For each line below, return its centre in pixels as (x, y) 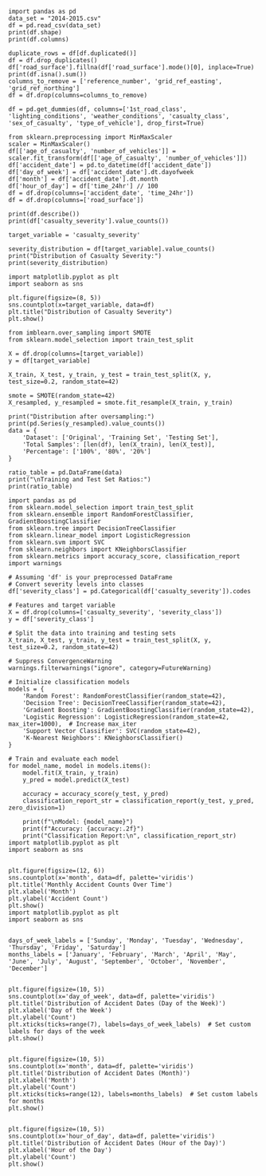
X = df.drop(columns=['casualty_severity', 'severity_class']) (115, 612)
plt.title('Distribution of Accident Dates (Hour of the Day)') (117, 1143)
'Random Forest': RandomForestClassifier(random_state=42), (124, 696)
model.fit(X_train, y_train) (71, 773)
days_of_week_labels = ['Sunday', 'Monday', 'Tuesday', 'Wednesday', (126, 940)
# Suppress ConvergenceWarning (60, 661)
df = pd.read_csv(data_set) (55, 26)
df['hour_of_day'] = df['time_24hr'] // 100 (83, 186)
